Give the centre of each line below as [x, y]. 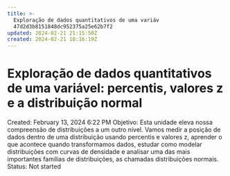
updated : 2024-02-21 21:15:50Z [52, 33]
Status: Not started [34, 166]
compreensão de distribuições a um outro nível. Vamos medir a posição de [114, 130]
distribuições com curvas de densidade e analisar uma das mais [99, 152]
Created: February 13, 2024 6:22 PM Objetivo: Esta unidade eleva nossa [110, 123]
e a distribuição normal [75, 103]
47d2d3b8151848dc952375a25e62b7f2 [63, 26]
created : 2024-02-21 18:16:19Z [52, 39]
